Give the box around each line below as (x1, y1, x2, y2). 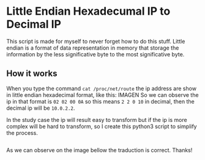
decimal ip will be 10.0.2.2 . (6, 104, 75, 112)
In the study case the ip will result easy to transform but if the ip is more (6, 116, 188, 123)
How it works (6, 69, 58, 79)
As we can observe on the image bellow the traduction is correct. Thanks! (6, 146, 193, 154)
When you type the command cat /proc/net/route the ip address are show (6, 85, 197, 92)
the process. (6, 129, 38, 136)
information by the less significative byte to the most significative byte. (6, 50, 185, 58)
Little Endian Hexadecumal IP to (6, 4, 171, 18)
